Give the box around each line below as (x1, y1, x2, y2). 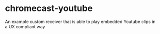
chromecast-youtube (5, 3, 93, 14)
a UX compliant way (5, 23, 45, 29)
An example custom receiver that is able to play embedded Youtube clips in (5, 19, 156, 24)
